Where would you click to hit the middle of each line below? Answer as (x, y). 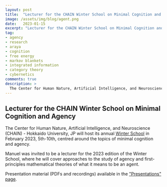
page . (11, 179)
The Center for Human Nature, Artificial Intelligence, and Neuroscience (78, 128)
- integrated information (32, 65)
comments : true (21, 79)
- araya (13, 47)
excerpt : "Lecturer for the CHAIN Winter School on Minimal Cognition (80, 28)
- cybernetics (20, 75)
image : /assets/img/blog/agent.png (42, 19)
